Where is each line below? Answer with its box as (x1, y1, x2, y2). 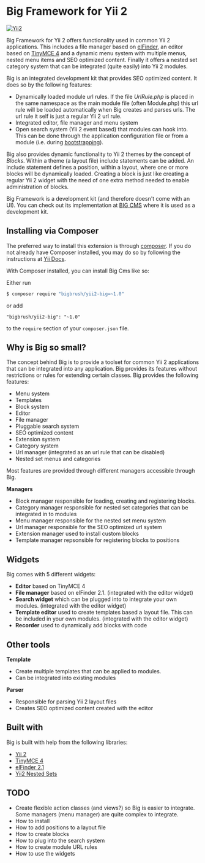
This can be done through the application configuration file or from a (15, 132, 188, 139)
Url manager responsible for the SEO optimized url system (15, 524, 162, 531)
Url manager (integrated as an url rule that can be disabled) (15, 449, 165, 456)
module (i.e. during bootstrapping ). (15, 138, 104, 145)
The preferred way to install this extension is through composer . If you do (6, 242, 192, 249)
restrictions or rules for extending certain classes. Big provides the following (6, 371, 199, 379)
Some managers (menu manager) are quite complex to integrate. (15, 810, 179, 818)
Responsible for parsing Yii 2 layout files (15, 698, 117, 705)
